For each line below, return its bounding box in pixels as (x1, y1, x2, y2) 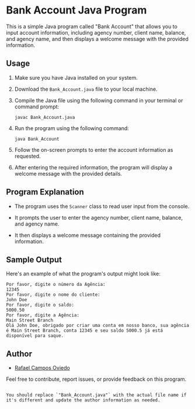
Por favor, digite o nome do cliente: (6, 292, 100, 298)
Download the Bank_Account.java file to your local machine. (14, 86, 158, 93)
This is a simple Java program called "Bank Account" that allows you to (6, 23, 178, 30)
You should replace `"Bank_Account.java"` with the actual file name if (6, 392, 187, 398)
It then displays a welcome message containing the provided (14, 231, 161, 238)
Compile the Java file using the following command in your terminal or (14, 97, 183, 104)
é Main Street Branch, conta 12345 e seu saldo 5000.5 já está (6, 328, 163, 334)
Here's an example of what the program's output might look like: (6, 270, 161, 277)
